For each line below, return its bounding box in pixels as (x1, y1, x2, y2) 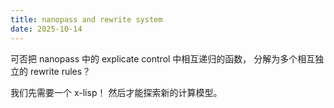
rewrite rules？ (29, 65, 92, 77)
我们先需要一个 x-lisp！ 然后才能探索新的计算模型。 (10, 86, 223, 98)
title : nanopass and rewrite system (10, 14, 163, 25)
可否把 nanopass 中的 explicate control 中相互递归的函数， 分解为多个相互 (10, 52, 316, 65)
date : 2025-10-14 (10, 24, 83, 34)
